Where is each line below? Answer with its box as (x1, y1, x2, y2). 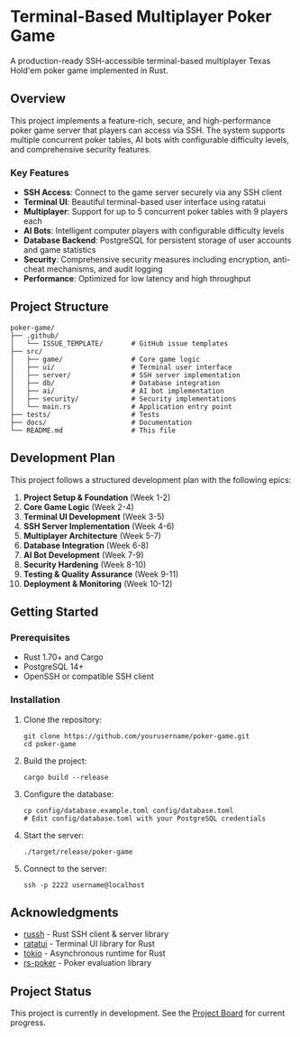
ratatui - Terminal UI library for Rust (23, 939, 156, 949)
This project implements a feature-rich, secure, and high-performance (10, 115, 271, 125)
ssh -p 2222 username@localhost (23, 880, 145, 890)
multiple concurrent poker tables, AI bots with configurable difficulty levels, (10, 134, 289, 145)
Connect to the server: (23, 863, 107, 874)
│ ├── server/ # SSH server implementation (10, 370, 241, 380)
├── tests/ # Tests (10, 410, 160, 419)
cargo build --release (23, 773, 109, 782)
